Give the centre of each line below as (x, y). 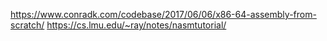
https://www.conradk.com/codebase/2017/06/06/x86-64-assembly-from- (163, 14)
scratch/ (27, 25)
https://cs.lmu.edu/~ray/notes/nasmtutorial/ (136, 25)
